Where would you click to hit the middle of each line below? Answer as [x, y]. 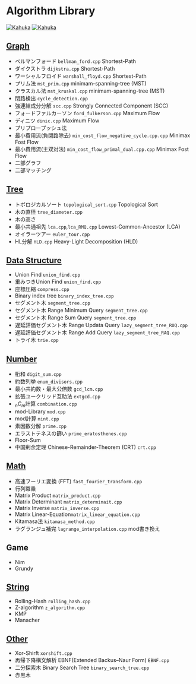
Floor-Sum [28, 440]
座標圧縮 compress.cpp [42, 289]
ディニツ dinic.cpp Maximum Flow [57, 121]
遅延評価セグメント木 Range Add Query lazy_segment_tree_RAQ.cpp [97, 332]
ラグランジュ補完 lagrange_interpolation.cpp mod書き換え [87, 528]
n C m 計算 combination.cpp [46, 404]
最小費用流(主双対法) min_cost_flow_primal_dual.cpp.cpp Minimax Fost [102, 149]
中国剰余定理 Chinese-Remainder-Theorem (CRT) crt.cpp [85, 447]
